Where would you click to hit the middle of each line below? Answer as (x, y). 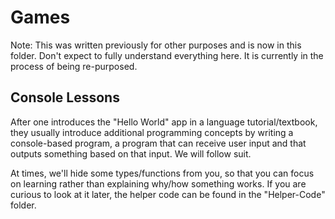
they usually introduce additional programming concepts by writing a (152, 132)
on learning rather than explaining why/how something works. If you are (158, 183)
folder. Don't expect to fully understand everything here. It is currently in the (167, 55)
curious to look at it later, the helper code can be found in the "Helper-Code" (168, 194)
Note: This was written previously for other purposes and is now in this (156, 45)
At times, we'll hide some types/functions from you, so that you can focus (162, 173)
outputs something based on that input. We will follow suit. (131, 153)
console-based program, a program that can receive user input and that (158, 143)
